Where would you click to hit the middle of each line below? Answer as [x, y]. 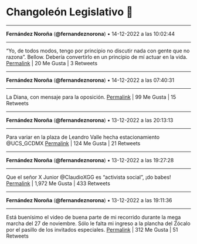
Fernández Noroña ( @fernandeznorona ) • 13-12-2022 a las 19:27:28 [90, 160]
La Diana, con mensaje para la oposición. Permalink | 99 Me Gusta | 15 [91, 97]
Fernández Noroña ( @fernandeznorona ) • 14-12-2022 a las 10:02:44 [91, 34]
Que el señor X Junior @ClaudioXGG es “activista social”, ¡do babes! [89, 177]
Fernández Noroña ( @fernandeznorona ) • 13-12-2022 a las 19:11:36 [89, 200]
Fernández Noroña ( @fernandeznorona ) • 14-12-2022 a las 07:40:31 [90, 80]
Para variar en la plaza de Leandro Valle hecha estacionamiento [83, 137]
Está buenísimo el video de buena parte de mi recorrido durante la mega [94, 217]
